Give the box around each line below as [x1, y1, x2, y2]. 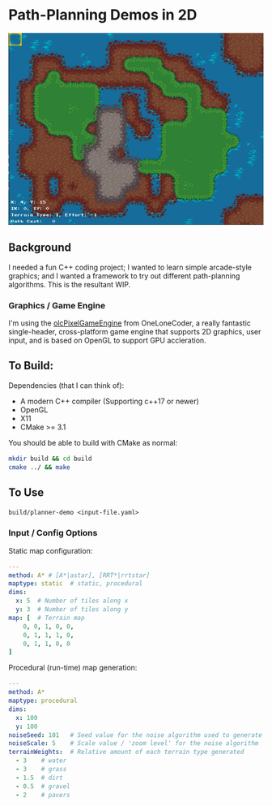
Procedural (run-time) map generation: [8, 663, 138, 673]
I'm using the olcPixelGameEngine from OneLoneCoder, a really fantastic [8, 318, 251, 328]
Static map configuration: [8, 545, 93, 555]
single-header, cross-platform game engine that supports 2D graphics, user [8, 327, 261, 337]
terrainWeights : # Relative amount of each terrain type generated [8, 748, 244, 756]
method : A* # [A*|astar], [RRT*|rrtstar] [8, 571, 151, 580]
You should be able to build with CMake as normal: [8, 437, 178, 447]
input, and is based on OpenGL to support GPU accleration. [8, 335, 206, 346]
